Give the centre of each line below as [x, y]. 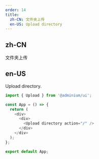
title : [12, 15]
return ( [19, 109]
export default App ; [27, 151]
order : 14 [16, 10]
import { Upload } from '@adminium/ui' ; [49, 95]
